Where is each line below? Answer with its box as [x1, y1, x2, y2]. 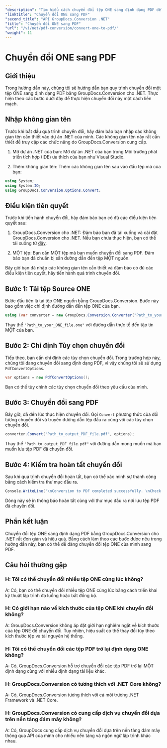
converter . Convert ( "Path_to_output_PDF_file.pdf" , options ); [5, 432, 135, 437]
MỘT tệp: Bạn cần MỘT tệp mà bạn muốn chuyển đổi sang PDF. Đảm [12, 250, 155, 256]
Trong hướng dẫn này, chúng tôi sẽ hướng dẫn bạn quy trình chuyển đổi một [5, 85, 161, 91]
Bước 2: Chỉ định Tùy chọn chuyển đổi [5, 342, 125, 350]
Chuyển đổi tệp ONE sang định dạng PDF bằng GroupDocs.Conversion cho [5, 530, 159, 536]
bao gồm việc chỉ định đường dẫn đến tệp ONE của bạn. [5, 303, 120, 309]
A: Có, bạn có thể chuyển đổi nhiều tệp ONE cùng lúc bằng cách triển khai [5, 587, 158, 593]
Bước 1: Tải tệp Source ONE [5, 284, 90, 293]
